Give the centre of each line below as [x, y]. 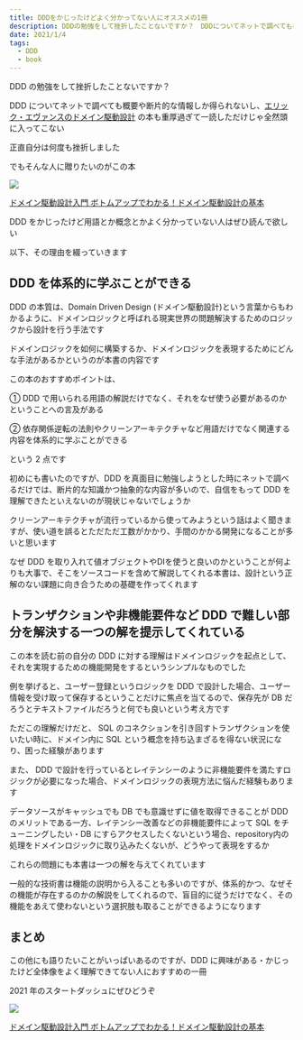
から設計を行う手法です [60, 329]
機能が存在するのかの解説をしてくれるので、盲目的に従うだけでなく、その [155, 895]
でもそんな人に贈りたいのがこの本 [73, 166]
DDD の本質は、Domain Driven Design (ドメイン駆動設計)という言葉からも [147, 307]
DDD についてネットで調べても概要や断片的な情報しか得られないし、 [137, 106]
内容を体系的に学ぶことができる [69, 439]
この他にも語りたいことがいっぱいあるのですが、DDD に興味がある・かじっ [149, 961]
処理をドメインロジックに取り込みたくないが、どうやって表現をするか [140, 845]
